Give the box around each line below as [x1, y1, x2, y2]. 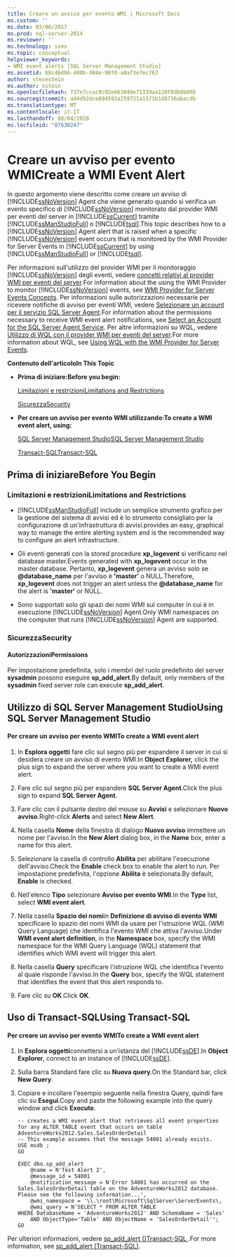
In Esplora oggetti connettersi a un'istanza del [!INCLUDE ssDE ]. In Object [17, 1047, 228, 1055]
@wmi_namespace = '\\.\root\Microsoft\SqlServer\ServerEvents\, [30, 1197, 222, 1205]
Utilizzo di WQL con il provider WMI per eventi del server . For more [7, 331, 199, 339]
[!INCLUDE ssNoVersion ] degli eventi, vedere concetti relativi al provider [7, 271, 215, 279]
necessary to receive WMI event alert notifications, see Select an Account [7, 316, 222, 324]
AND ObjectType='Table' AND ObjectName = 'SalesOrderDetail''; [30, 1216, 219, 1223]
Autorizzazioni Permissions [7, 650, 88, 658]
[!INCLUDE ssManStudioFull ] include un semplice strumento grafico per [17, 506, 223, 514]
